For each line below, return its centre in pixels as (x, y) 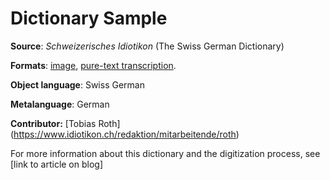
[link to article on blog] (57, 164)
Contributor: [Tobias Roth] (65, 123)
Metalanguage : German (60, 104)
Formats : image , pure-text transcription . (93, 65)
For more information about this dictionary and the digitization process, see (165, 153)
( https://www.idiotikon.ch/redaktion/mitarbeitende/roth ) (125, 134)
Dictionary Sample (89, 18)
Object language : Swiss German (77, 84)
